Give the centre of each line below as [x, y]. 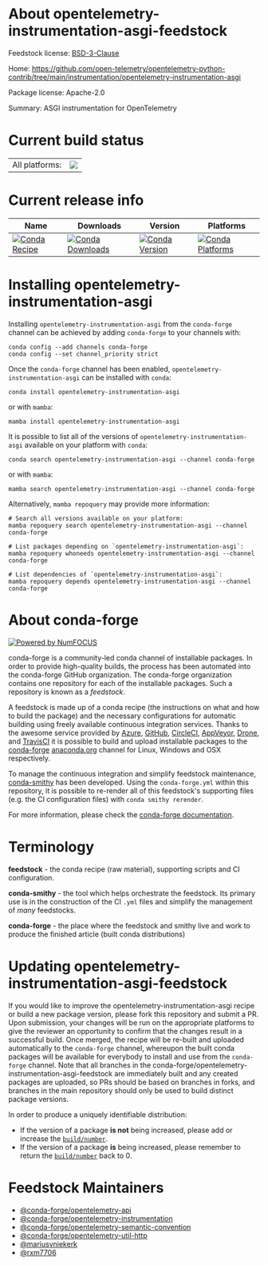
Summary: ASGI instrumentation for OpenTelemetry [93, 108]
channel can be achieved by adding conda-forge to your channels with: [125, 332]
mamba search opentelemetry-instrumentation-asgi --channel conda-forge [132, 489]
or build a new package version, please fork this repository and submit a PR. [134, 1014]
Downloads [99, 225]
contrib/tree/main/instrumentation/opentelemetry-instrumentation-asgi [125, 77]
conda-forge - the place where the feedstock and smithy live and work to [129, 925]
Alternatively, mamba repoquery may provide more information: [109, 504]
